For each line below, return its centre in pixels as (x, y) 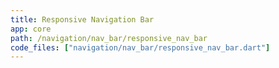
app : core (31, 29)
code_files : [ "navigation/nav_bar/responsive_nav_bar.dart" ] (140, 47)
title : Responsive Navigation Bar (82, 19)
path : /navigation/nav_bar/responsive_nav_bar (109, 38)
